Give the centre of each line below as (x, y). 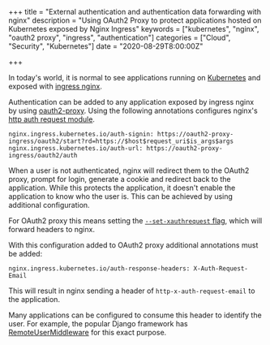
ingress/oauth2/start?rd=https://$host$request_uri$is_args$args (121, 141)
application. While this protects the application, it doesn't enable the (122, 188)
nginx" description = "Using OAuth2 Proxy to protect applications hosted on (135, 20)
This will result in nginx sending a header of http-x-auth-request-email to (132, 291)
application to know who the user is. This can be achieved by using (121, 196)
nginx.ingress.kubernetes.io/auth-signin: (81, 134)
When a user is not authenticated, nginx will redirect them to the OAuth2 (129, 170)
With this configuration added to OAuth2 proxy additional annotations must (133, 245)
